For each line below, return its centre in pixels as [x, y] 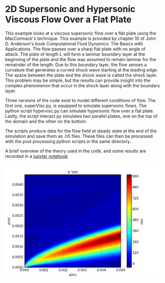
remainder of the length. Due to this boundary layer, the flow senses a [76, 65]
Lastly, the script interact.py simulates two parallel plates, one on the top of [81, 116]
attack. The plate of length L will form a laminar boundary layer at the [75, 54]
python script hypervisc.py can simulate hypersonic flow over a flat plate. [80, 111]
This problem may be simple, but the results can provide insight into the [78, 80]
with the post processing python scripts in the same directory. [68, 141]
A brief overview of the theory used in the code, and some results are [76, 151]
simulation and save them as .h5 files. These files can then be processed [79, 136]
